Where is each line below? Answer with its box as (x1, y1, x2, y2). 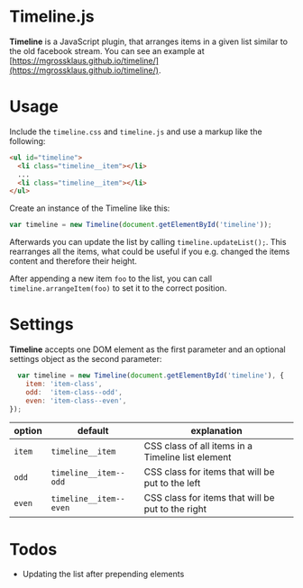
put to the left (143, 477, 201, 490)
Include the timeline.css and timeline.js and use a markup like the (9, 126, 263, 137)
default (77, 425, 109, 438)
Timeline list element (143, 451, 232, 464)
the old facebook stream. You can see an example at (9, 45, 205, 56)
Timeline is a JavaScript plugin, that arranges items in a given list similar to (9, 36, 289, 47)
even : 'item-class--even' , (25, 396, 127, 405)
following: (9, 135, 46, 146)
